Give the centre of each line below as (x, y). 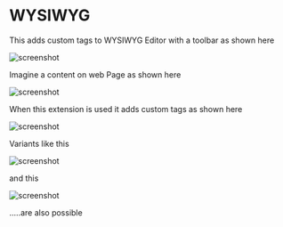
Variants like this (39, 143)
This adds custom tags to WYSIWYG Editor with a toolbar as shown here (142, 40)
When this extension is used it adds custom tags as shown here (126, 109)
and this (24, 178)
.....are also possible (46, 212)
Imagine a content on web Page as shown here (95, 74)
